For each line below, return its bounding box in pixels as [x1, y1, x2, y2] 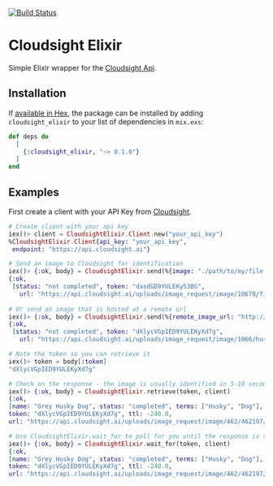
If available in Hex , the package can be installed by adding [8, 108, 204, 118]
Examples [8, 185, 59, 199]
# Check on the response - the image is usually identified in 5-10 [8, 380, 245, 388]
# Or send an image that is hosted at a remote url [8, 305, 187, 313]
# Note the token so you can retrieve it [8, 350, 151, 358]
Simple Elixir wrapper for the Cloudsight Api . [8, 63, 157, 72]
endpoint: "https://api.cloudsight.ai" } [11, 245, 151, 254]
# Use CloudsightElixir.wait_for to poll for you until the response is [8, 432, 260, 440]
